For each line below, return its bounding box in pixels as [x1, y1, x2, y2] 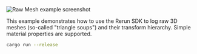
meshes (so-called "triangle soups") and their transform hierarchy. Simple [6, 24, 191, 31]
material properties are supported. [6, 30, 92, 37]
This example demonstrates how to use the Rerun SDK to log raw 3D [6, 17, 178, 25]
